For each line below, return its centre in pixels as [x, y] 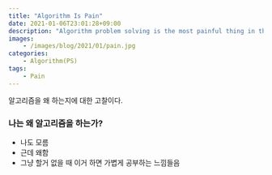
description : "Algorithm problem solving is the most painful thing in [132, 31]
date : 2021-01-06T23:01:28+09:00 [65, 23]
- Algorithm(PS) [51, 62]
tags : [17, 69]
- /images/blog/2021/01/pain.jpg [79, 46]
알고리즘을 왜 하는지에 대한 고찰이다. [66, 100]
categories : [28, 53]
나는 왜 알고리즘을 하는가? [56, 123]
